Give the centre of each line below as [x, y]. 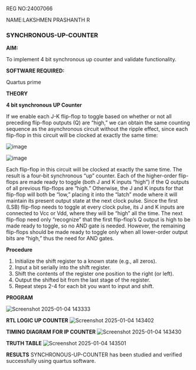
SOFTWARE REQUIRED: [35, 71]
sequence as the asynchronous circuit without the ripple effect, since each [97, 129]
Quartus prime [24, 82]
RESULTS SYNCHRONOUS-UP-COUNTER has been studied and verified [94, 355]
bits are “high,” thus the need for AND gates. [60, 239]
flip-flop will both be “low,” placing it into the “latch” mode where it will [92, 194]
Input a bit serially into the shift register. [63, 267]
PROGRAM [20, 298]
